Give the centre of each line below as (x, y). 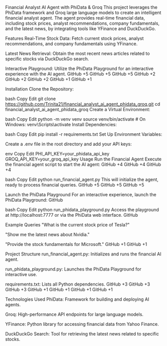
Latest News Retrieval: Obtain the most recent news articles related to (77, 53)
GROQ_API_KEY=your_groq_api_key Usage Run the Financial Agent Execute (83, 159)
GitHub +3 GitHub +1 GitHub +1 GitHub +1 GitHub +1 (59, 289)
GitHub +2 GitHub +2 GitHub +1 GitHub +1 (49, 79)
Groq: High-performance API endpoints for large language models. (74, 314)
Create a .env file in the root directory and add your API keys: (69, 144)
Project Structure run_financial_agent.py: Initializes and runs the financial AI (83, 254)
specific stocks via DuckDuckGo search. (47, 59)
